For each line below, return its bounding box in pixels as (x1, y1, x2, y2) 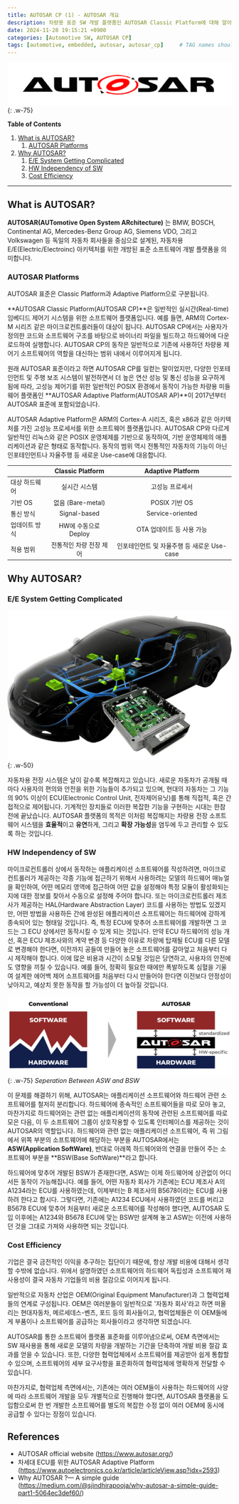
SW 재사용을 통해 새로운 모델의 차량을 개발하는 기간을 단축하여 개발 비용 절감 (7, 1341, 221, 1349)
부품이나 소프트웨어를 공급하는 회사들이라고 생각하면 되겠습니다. (14, 1317, 192, 1325)
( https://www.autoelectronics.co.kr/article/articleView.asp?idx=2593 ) (17, 1466, 221, 1475)
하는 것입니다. (14, 829, 53, 838)
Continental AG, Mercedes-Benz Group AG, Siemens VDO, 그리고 (7, 227, 198, 236)
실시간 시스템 (61, 482, 98, 491)
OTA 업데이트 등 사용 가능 (136, 525, 208, 534)
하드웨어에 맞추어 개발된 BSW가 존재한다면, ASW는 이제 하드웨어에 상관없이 (7, 1168, 218, 1177)
